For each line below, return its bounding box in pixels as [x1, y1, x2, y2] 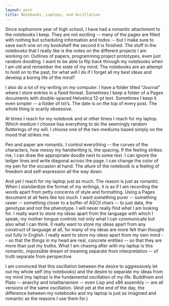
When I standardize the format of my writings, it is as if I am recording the [5, 183, 158, 190]
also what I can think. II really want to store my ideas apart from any [5, 221, 146, 227]
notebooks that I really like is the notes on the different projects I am [5, 48, 147, 54]
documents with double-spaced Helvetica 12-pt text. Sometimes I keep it [5, 95, 157, 101]
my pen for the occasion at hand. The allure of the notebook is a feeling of [5, 163, 160, 169]
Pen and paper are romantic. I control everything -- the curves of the [5, 141, 148, 147]
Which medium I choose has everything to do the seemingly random [5, 121, 147, 127]
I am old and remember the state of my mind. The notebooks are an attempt [5, 64, 163, 70]
